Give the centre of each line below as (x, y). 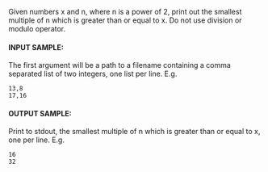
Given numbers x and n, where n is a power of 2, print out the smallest (125, 12)
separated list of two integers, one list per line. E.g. (93, 74)
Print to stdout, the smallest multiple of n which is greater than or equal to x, (134, 132)
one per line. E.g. (36, 140)
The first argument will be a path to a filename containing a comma (120, 65)
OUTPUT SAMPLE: (40, 113)
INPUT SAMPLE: (36, 47)
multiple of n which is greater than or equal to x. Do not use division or (125, 20)
